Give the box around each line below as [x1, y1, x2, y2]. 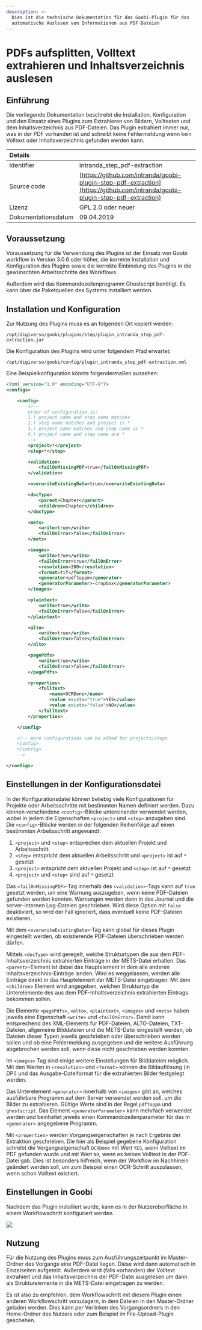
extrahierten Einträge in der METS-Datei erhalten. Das [52, 957, 186, 964]
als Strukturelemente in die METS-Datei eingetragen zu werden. [6, 1279, 164, 1287]
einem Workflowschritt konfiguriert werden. [6, 1209, 114, 1216]
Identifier [9, 161, 35, 170]
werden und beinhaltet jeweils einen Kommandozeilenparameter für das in [6, 1113, 191, 1120]
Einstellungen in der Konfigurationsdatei [6, 779, 161, 789]
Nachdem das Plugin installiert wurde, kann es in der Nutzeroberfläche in [6, 1203, 188, 1210]
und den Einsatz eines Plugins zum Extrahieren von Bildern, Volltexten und [6, 118, 191, 125]
